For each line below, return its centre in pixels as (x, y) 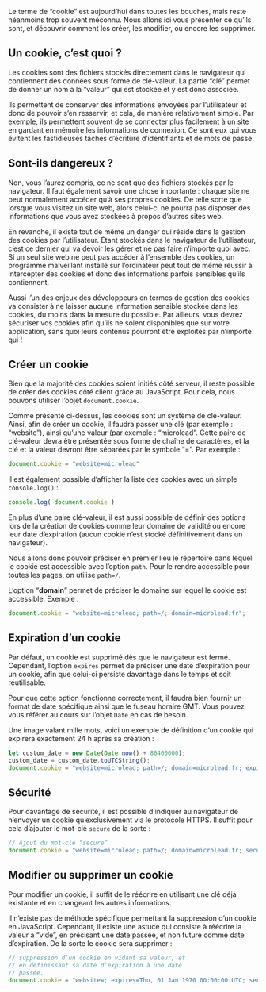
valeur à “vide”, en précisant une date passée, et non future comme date (126, 935)
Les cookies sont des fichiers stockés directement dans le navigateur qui (127, 72)
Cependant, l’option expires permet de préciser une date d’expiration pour (129, 665)
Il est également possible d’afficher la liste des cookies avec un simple (123, 479)
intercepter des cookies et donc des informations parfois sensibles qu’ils (127, 274)
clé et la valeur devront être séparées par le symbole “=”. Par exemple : (124, 450)
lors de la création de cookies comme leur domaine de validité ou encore (127, 526)
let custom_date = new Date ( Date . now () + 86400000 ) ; (97, 753)
